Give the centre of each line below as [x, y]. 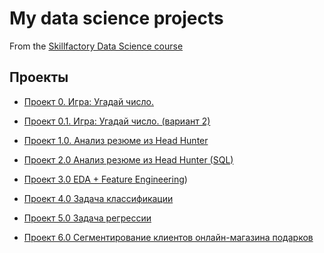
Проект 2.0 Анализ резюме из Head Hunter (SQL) [128, 159]
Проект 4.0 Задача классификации [98, 198]
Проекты [39, 77]
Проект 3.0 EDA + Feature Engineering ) [105, 179]
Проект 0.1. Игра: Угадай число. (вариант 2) [117, 121]
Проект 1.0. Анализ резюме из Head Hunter [116, 140]
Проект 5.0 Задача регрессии [87, 218]
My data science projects [116, 18]
